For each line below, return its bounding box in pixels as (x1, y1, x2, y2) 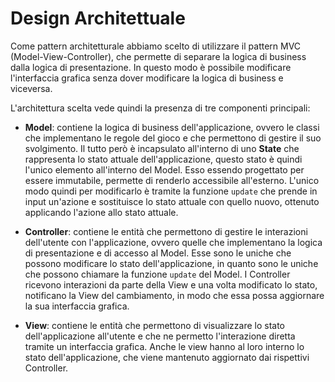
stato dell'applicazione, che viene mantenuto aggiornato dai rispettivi (24, 351, 310, 363)
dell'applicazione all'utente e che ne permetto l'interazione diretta (24, 330, 296, 342)
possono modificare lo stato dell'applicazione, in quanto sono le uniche (24, 257, 319, 269)
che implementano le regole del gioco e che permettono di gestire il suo (24, 132, 322, 144)
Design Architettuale (10, 7, 186, 30)
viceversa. (10, 82, 53, 94)
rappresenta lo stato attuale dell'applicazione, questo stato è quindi (24, 153, 303, 165)
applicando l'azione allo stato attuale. (24, 206, 179, 218)
